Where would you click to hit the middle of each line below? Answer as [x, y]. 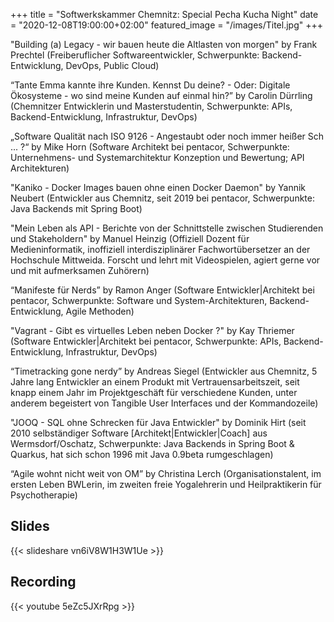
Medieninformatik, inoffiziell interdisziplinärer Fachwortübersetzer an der [160, 249]
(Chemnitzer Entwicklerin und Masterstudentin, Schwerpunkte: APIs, [151, 106]
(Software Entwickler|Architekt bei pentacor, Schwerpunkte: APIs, [146, 341]
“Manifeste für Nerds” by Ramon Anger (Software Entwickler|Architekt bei [162, 290]
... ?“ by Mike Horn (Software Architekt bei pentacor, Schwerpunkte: [150, 147]
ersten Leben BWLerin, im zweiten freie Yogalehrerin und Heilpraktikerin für [166, 484]
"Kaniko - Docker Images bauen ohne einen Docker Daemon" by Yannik [158, 187]
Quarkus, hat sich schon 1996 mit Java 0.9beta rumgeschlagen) [142, 454]
